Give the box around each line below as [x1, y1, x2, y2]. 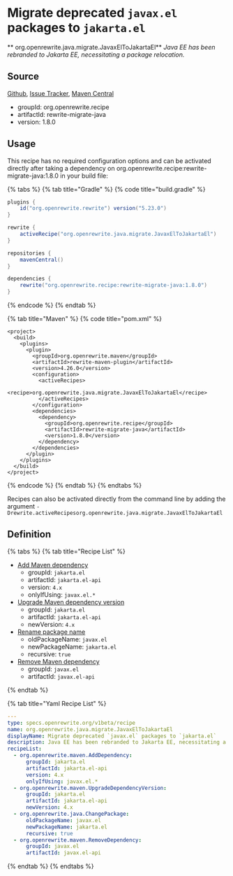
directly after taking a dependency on [7, 164, 115, 172]
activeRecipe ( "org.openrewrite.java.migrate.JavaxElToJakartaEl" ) [20, 231, 217, 238]
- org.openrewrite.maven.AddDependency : [13, 752, 133, 759]
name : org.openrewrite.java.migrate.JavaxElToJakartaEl [7, 726, 173, 733]
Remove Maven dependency [17, 657, 100, 665]
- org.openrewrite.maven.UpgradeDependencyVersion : [13, 784, 167, 791]
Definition [7, 528, 51, 540]
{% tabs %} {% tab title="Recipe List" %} [7, 547, 126, 556]
